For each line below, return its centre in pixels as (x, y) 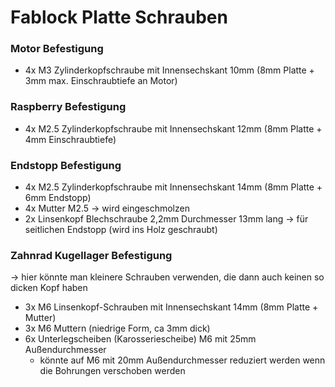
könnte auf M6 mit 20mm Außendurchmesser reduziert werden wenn (182, 360)
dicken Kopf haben (49, 288)
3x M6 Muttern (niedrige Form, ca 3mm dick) (117, 328)
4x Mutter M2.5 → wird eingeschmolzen (107, 208)
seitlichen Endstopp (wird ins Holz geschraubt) (121, 230)
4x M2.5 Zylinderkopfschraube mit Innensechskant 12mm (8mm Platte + (173, 128)
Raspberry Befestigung (68, 107)
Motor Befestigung (57, 49)
